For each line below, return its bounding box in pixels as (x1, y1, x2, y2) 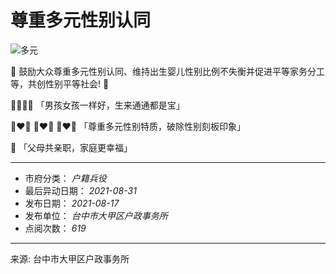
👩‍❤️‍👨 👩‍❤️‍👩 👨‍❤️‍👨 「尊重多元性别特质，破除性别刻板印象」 (10, 120, 246, 132)
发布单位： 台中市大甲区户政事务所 (24, 209, 168, 221)
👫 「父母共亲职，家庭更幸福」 (10, 141, 133, 153)
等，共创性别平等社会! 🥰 (10, 77, 110, 90)
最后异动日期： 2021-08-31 (24, 184, 137, 196)
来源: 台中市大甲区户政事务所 (10, 252, 130, 265)
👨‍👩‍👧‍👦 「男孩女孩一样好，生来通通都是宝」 (10, 99, 185, 111)
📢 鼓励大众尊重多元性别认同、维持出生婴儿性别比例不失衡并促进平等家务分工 (10, 65, 326, 77)
